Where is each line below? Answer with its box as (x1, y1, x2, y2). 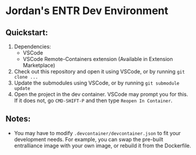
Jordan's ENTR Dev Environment (5, 4, 169, 18)
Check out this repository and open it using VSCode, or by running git (14, 68, 185, 75)
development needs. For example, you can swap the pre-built (14, 136, 164, 143)
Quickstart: (5, 28, 48, 38)
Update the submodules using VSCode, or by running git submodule (14, 79, 180, 86)
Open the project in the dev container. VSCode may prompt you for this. (14, 91, 188, 97)
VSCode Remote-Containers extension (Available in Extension (22, 56, 173, 62)
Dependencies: (14, 43, 51, 50)
